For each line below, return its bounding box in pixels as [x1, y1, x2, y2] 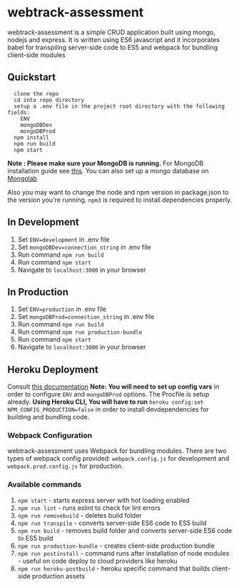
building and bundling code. [7, 413, 90, 422]
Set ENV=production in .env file [17, 305, 107, 314]
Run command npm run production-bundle [17, 327, 143, 336]
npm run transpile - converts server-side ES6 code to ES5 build [17, 519, 207, 527]
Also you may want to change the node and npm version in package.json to [7, 188, 229, 196]
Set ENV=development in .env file [17, 235, 110, 243]
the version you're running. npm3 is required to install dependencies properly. [7, 195, 233, 204]
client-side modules [7, 51, 66, 59]
